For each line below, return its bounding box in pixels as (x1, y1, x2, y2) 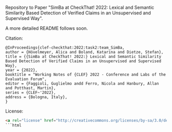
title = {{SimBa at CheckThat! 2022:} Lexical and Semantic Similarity (5, 54, 161, 59)
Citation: (5, 35, 23, 41)
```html (5, 123, 22, 128)
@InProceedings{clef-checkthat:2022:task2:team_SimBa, (5, 45, 125, 50)
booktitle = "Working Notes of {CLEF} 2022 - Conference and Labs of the (5, 72, 166, 77)
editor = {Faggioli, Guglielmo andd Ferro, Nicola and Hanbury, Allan (5, 81, 159, 86)
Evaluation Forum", (5, 77, 47, 82)
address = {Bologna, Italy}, (5, 95, 68, 100)
